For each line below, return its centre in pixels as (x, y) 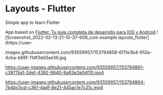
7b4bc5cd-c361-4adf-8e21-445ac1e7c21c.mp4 (54, 87)
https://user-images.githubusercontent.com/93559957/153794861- (75, 67)
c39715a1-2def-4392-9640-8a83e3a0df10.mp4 (55, 72)
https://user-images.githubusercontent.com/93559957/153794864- (75, 82)
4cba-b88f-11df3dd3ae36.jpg (36, 57)
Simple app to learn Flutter (33, 22)
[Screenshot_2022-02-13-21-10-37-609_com (52, 37)
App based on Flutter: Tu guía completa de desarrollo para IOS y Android (80, 32)
